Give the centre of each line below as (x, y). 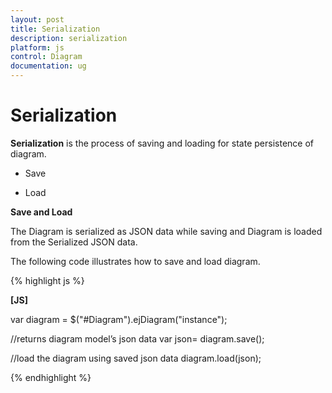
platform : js (37, 47)
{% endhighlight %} (51, 377)
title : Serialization (55, 29)
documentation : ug (48, 66)
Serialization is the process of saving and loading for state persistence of (162, 143)
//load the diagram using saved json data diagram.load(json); (136, 358)
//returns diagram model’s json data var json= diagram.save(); (137, 338)
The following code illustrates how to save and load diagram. (135, 261)
